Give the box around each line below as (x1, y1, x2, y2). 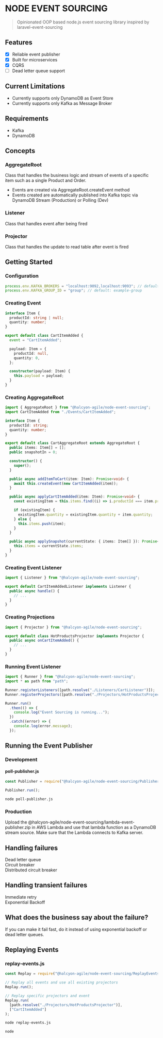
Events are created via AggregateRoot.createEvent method (12, 187, 130, 193)
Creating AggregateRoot (5, 394, 64, 401)
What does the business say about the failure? (5, 913, 148, 922)
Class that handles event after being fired (5, 220, 88, 227)
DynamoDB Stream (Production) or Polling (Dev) (12, 197, 109, 203)
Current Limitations (5, 82, 65, 91)
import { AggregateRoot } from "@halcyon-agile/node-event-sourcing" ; (5, 405, 151, 410)
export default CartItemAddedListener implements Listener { (5, 584, 131, 589)
